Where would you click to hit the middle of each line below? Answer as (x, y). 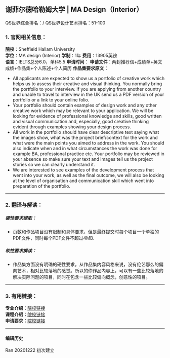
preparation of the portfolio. (41, 186)
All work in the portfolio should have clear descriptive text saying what (86, 132)
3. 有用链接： (21, 296)
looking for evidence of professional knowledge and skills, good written (87, 116)
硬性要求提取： (21, 218)
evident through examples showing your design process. (72, 127)
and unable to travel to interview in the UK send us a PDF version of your (88, 95)
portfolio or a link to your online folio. (51, 100)
